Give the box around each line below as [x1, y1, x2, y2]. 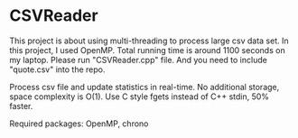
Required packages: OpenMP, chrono [9, 118, 149, 129]
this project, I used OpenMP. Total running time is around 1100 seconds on [9, 44, 286, 55]
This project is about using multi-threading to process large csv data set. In [9, 35, 289, 46]
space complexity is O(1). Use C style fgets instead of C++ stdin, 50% [9, 91, 269, 102]
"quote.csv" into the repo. [9, 64, 106, 75]
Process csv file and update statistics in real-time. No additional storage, [9, 81, 280, 92]
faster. [9, 100, 33, 111]
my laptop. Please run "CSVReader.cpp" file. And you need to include [9, 54, 268, 65]
